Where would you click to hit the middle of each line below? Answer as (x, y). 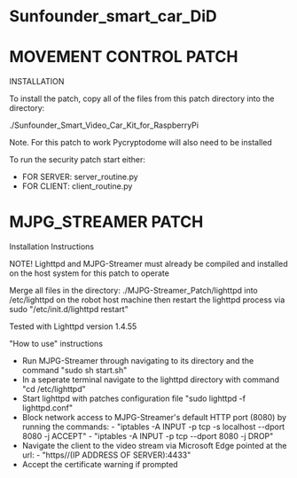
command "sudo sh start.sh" (74, 371)
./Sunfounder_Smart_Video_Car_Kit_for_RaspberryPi (104, 125)
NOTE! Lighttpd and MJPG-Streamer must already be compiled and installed (148, 264)
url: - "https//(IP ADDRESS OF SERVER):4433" (106, 455)
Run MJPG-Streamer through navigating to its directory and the (138, 361)
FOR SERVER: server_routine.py (80, 177)
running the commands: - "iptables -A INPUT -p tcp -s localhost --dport (153, 427)
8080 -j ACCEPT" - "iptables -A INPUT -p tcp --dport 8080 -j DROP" (148, 436)
